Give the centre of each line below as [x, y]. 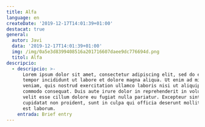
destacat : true [26, 29]
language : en [23, 18]
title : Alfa [21, 12]
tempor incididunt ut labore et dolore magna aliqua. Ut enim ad [107, 80]
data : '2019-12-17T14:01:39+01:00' [57, 46]
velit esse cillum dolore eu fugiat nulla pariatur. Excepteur [105, 97]
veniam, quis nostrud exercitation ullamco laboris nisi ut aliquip [111, 86]
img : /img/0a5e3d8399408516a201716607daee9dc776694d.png [86, 52]
